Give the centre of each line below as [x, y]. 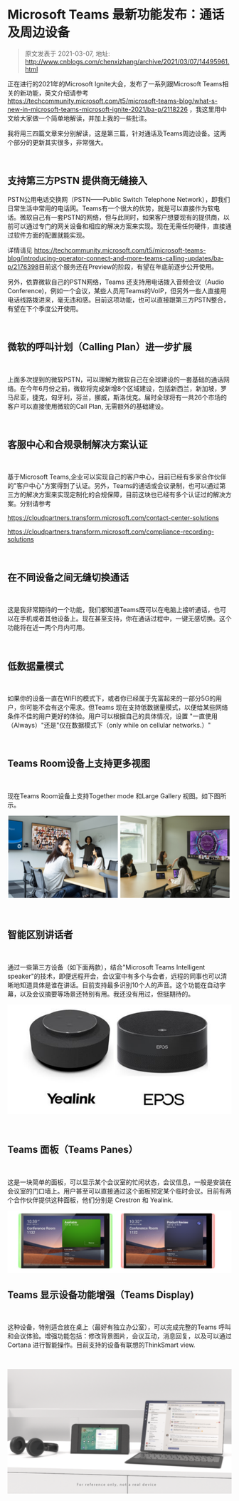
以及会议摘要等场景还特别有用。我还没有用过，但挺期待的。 [107, 994]
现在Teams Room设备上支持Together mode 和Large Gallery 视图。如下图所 [117, 795]
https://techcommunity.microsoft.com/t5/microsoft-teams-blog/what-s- [113, 101]
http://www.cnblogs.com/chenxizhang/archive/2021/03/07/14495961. [127, 61]
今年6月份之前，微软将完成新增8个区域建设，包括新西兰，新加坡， [123, 388]
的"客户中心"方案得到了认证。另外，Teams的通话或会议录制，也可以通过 [113, 486]
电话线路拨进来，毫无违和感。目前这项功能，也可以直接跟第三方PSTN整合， [118, 300]
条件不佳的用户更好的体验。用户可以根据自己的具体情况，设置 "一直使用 [113, 716]
